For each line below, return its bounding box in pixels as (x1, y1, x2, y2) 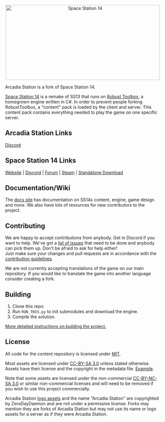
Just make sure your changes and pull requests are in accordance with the (5, 251, 157, 256)
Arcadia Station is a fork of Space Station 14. (5, 84, 96, 90)
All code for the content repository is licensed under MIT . (5, 351, 121, 357)
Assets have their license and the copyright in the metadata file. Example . (5, 366, 154, 372)
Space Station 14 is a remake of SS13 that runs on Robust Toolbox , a (5, 94, 144, 99)
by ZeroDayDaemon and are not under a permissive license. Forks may (5, 400, 149, 406)
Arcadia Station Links (5, 129, 72, 137)
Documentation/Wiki (5, 184, 70, 192)
